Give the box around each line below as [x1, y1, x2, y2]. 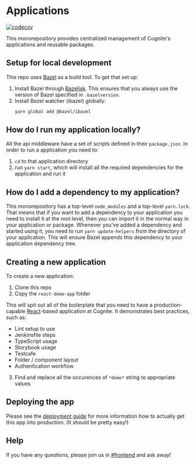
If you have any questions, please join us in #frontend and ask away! [6, 451, 171, 458]
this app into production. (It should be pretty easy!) [6, 418, 129, 425]
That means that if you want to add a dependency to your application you [6, 209, 183, 216]
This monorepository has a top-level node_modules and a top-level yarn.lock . [6, 203, 190, 210]
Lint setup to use [14, 325, 56, 332]
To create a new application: [6, 273, 74, 280]
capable [6, 308, 26, 315]
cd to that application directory [14, 158, 88, 165]
